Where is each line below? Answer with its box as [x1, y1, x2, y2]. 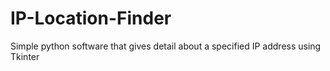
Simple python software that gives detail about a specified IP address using [10, 40, 322, 52]
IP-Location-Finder [10, 7, 172, 30]
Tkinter [10, 50, 40, 62]
